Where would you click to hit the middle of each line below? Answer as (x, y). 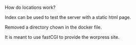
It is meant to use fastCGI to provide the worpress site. (62, 37)
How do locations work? (30, 7)
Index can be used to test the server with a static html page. (68, 17)
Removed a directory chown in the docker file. (53, 27)
